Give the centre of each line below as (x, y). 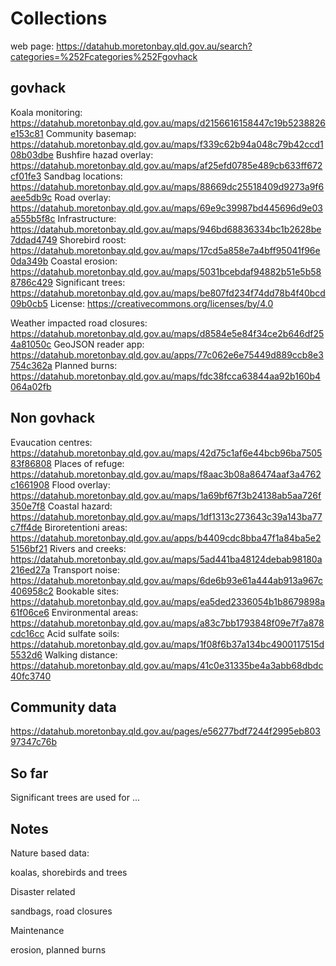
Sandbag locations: (83, 176)
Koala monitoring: (46, 112)
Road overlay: (83, 197)
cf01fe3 (26, 176)
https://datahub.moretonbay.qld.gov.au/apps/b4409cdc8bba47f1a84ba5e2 (166, 538)
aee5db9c (31, 197)
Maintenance (37, 930)
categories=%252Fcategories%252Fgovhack (104, 56)
